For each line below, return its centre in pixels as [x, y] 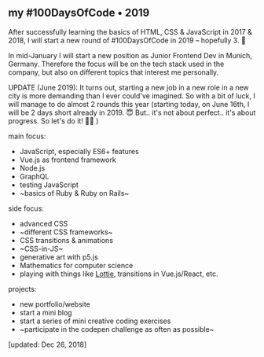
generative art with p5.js [59, 257]
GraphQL [34, 176]
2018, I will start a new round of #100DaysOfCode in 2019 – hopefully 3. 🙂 [127, 40]
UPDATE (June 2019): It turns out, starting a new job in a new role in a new [128, 87]
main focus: [27, 136]
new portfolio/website [55, 304]
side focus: [26, 208]
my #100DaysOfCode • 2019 [79, 13]
